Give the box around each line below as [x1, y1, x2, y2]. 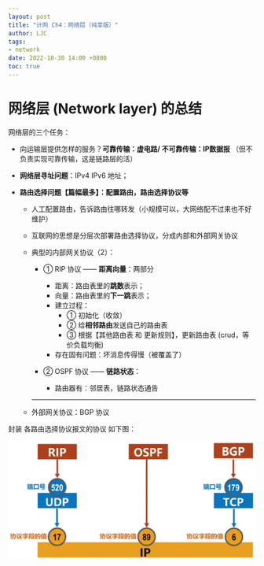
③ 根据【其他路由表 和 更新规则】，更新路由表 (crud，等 [66, 330, 250, 339]
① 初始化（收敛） [66, 310, 127, 320]
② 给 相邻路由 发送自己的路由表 [66, 320, 168, 330]
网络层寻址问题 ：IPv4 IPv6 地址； [19, 170, 129, 180]
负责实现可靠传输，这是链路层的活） [19, 154, 137, 163]
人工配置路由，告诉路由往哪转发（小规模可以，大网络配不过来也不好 [31, 204, 252, 213]
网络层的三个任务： [8, 127, 71, 137]
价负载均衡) [66, 339, 104, 350]
